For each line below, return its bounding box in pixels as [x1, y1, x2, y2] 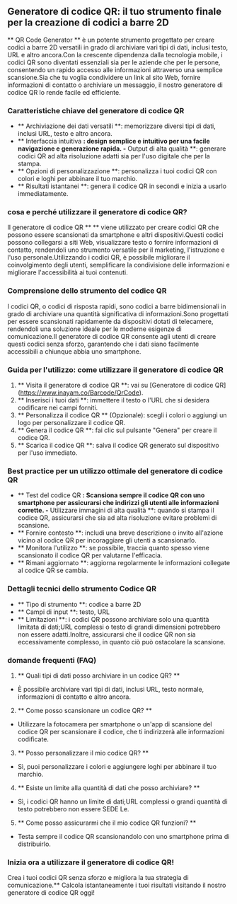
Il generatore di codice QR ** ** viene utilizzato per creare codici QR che [7, 223, 219, 232]
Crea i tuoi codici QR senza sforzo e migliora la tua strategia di [7, 874, 189, 882]
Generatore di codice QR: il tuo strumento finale [7, 6, 222, 18]
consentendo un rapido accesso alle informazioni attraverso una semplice [7, 65, 223, 74]
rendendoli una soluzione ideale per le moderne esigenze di [7, 325, 182, 333]
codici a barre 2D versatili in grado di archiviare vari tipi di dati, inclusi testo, [7, 42, 229, 52]
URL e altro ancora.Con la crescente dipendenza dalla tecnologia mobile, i [7, 50, 223, 59]
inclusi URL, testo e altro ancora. [17, 129, 113, 138]
